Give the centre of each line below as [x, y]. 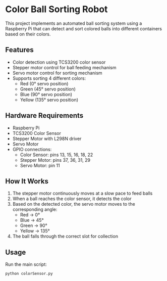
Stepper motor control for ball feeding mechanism [65, 67]
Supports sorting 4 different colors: [49, 78]
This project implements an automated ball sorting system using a [74, 23]
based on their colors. [28, 34]
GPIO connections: [32, 149]
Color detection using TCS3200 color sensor [59, 62]
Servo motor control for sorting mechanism [57, 73]
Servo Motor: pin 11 [40, 165]
